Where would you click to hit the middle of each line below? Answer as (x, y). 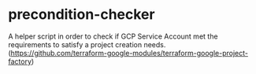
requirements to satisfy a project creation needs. (87, 44)
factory (20, 61)
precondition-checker (82, 15)
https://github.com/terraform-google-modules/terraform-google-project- (129, 53)
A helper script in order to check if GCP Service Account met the (113, 36)
